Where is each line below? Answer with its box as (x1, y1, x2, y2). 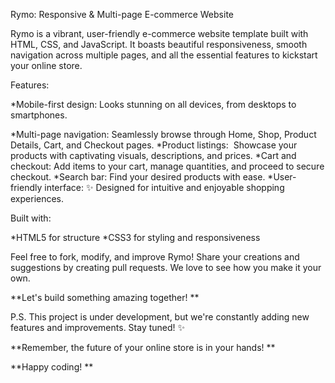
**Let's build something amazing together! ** (10, 292, 200, 303)
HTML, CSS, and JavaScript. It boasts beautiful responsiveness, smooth (10, 39, 308, 50)
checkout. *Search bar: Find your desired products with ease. (10, 171, 266, 183)
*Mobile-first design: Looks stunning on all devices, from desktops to (10, 99, 297, 110)
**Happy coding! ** (10, 361, 94, 373)
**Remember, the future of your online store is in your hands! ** (10, 342, 276, 353)
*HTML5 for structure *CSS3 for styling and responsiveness (10, 232, 261, 243)
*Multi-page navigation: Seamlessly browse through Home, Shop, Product (10, 129, 317, 140)
